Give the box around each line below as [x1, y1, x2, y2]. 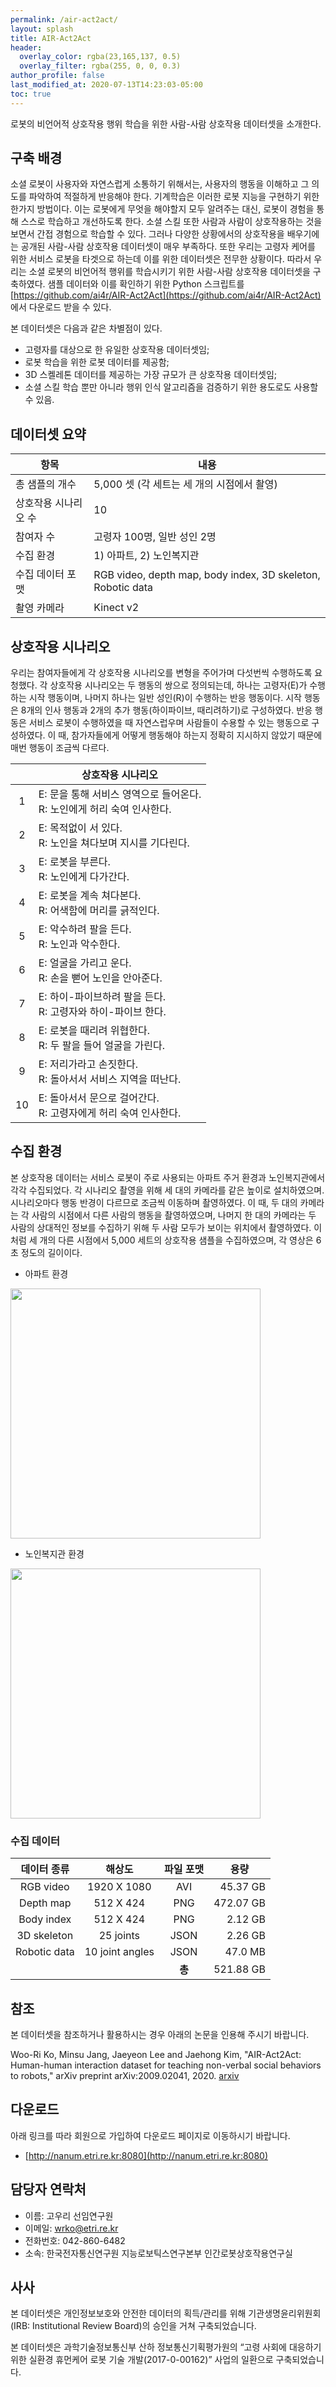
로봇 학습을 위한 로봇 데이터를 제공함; [24, 356, 170, 368]
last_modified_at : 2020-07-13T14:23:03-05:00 [10, 80, 203, 90]
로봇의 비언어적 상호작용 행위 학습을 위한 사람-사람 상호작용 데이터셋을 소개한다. [10, 117, 322, 130]
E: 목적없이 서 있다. [38, 821, 123, 835]
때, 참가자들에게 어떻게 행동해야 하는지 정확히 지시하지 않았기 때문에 [58, 729, 323, 741]
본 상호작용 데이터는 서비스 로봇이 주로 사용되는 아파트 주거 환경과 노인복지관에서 [10, 1171, 326, 1183]
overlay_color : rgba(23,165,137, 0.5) [19, 52, 182, 62]
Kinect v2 [93, 601, 140, 615]
